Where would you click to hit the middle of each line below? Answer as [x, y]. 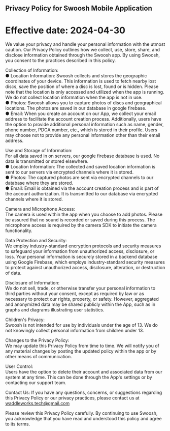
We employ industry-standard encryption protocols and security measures [83, 246]
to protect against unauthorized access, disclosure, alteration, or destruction [85, 268]
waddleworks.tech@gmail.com [38, 404]
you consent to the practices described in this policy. [61, 61]
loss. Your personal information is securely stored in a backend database [81, 257]
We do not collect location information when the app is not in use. [74, 97]
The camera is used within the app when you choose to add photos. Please [84, 214]
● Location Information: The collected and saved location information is [80, 167]
